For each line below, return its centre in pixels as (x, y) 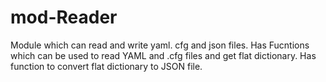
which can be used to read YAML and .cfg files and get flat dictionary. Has (163, 55)
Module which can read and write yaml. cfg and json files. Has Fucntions (160, 45)
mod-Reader (64, 17)
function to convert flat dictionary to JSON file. (106, 66)
